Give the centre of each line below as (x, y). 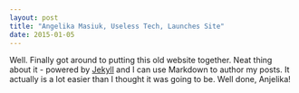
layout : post (34, 18)
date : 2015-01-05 (42, 34)
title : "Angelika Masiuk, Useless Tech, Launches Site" (117, 26)
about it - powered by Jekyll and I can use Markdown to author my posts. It (149, 70)
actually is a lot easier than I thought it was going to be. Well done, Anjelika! (150, 79)
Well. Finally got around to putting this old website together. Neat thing (141, 60)
